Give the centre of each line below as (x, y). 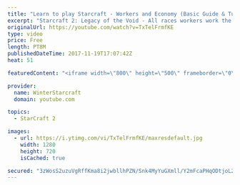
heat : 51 (20, 60)
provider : (22, 86)
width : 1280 (38, 144)
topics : (19, 112)
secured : (20, 171)
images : (19, 132)
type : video (25, 34)
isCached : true (43, 158)
